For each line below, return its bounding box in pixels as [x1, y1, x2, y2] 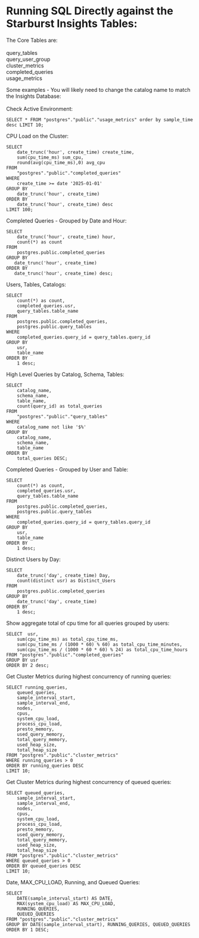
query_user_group [6, 55, 51, 63]
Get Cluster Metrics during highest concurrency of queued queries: [6, 778, 172, 785]
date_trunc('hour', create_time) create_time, [17, 149, 135, 155]
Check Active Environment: [6, 105, 73, 112]
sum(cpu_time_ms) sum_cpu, [17, 154, 84, 161]
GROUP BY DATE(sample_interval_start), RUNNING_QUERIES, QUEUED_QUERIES [6, 921, 191, 927]
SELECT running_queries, [6, 684, 68, 690]
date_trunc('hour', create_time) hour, [17, 234, 116, 240]
